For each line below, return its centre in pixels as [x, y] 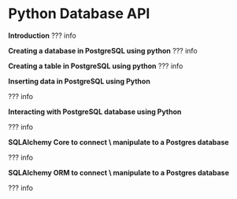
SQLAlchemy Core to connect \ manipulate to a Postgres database [119, 142]
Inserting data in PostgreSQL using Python [80, 81]
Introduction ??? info [42, 35]
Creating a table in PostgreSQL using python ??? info [96, 66]
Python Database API [79, 14]
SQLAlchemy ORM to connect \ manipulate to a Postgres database [119, 172]
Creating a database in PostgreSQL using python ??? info [103, 50]
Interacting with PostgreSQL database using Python [95, 112]
